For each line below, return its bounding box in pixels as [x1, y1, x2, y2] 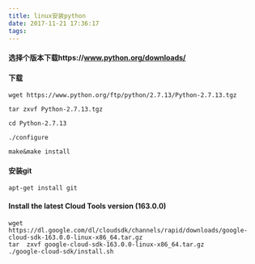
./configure [8, 134, 49, 142]
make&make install [8, 148, 70, 156]
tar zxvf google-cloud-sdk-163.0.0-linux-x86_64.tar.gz [8, 240, 205, 249]
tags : [8, 27, 27, 35]
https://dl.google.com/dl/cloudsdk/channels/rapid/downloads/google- [8, 226, 249, 234]
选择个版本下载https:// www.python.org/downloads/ [8, 52, 186, 62]
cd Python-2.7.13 [8, 119, 67, 128]
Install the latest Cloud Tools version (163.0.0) [8, 201, 167, 211]
